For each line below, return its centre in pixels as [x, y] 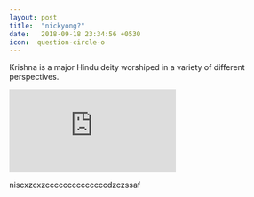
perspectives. [34, 77]
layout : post [33, 17]
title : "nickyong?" [48, 26]
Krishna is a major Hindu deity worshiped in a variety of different [127, 67]
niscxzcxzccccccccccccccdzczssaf [75, 185]
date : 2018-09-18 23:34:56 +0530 [75, 34]
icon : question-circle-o [57, 42]
